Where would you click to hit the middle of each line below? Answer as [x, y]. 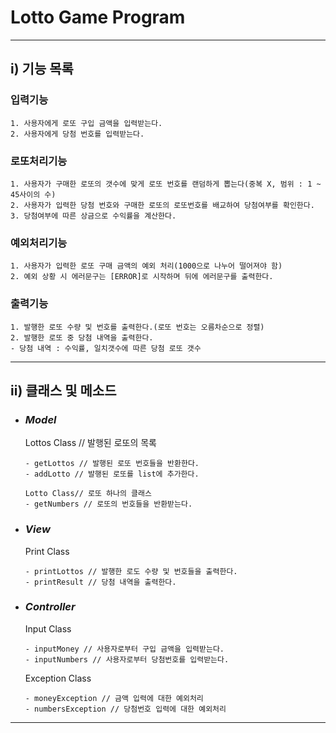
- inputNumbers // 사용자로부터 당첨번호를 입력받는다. [127, 659]
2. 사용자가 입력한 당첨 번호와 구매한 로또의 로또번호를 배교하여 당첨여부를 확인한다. [162, 205]
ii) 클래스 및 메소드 [63, 390]
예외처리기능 [39, 243]
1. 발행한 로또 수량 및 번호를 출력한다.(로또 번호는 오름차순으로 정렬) [137, 327]
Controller [50, 607]
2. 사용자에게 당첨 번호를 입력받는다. [77, 134]
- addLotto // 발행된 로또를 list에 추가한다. [112, 474]
